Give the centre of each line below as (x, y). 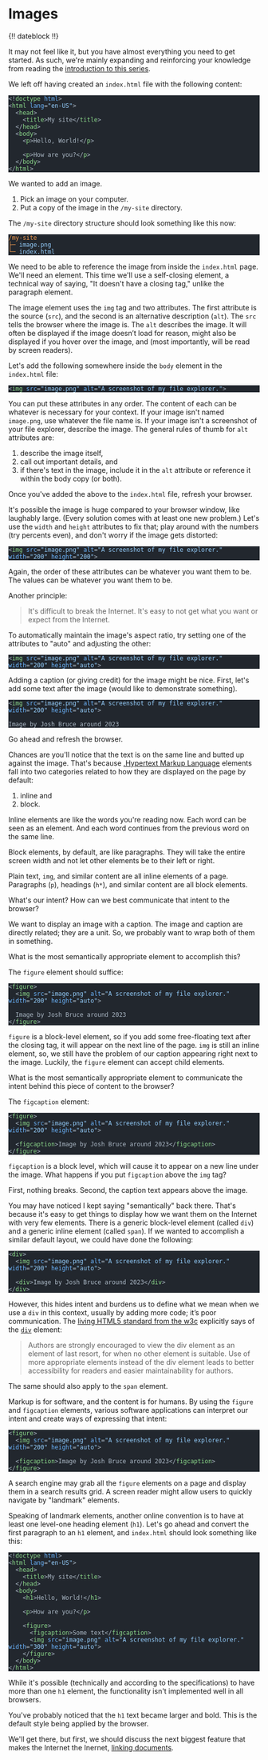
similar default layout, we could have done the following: (101, 1239)
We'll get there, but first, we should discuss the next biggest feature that (127, 1739)
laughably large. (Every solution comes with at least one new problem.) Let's (134, 518)
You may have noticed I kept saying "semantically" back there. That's (122, 1206)
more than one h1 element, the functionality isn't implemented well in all (126, 1691)
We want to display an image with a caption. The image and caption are (126, 924)
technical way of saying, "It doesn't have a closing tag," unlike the (116, 283)
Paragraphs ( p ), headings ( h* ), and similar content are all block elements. (128, 884)
